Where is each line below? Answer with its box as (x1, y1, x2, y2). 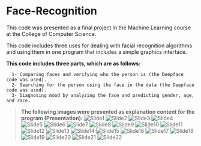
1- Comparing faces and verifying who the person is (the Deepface (11, 71, 184, 77)
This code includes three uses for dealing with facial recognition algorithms (6, 42, 193, 49)
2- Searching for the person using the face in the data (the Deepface (11, 82, 195, 88)
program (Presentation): (20, 114, 83, 121)
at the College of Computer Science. (6, 30, 97, 37)
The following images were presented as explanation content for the (20, 108, 195, 115)
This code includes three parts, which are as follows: (6, 60, 141, 67)
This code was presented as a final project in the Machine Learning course (6, 24, 191, 31)
